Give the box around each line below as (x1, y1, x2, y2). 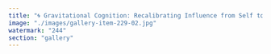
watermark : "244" (8, 26, 67, 34)
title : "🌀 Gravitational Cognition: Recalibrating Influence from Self (8, 11, 254, 20)
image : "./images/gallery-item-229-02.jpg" (8, 19, 157, 27)
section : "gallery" (8, 33, 74, 42)
